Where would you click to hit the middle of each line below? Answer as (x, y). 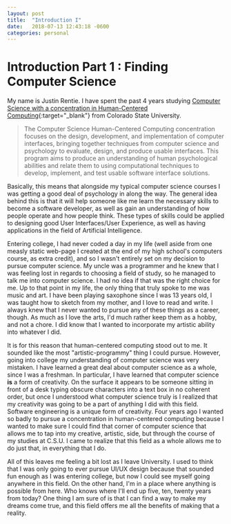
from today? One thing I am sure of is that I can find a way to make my (107, 498)
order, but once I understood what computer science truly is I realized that (113, 397)
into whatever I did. (34, 332)
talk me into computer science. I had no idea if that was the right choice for (114, 281)
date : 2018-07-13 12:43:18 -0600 (58, 26)
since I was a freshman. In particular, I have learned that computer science (113, 375)
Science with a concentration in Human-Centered (78, 109)
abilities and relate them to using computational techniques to (111, 166)
